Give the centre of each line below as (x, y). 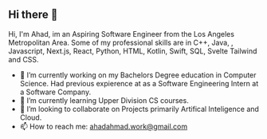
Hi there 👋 (33, 15)
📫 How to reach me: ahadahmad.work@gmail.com (104, 126)
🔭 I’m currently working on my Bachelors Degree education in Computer (138, 75)
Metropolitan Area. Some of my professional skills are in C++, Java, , (121, 42)
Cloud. (31, 117)
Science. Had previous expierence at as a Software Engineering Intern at (139, 83)
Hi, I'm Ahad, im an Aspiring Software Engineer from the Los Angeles (122, 34)
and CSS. (24, 59)
